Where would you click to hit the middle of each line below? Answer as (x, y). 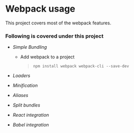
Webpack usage (40, 9)
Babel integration (31, 125)
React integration (31, 115)
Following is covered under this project (54, 36)
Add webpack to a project (47, 57)
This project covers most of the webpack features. (58, 23)
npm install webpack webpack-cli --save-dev (81, 66)
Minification (25, 86)
